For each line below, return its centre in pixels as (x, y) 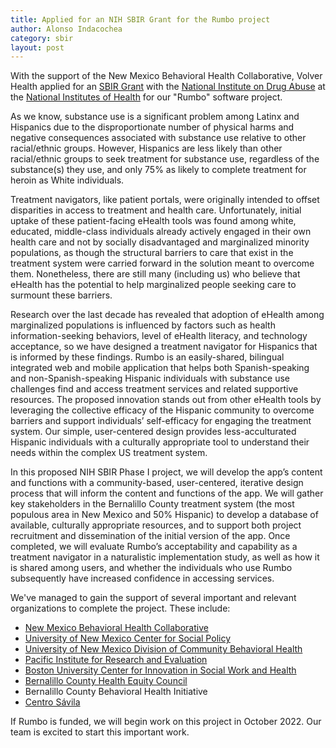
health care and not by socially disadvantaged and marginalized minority (160, 242)
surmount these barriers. (61, 295)
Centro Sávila (52, 702)
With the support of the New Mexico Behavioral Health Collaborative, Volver (166, 76)
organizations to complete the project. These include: (120, 608)
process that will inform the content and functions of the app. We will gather (167, 493)
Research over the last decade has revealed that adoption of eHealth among (167, 315)
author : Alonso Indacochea (66, 29)
